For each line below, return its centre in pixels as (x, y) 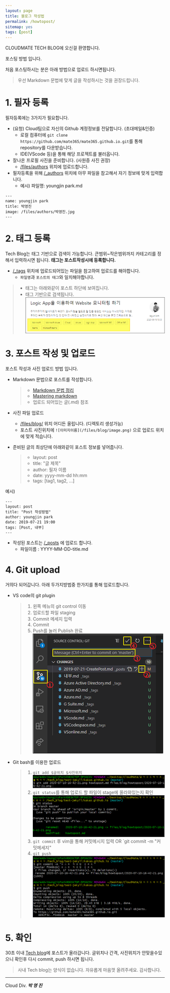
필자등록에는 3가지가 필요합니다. (37, 118)
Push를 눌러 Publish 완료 (58, 631)
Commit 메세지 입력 (52, 619)
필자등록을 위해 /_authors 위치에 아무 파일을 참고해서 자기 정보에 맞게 (81, 173)
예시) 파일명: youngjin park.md (51, 186)
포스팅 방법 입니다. (24, 59)
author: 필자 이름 (50, 470)
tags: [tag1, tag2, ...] (54, 481)
